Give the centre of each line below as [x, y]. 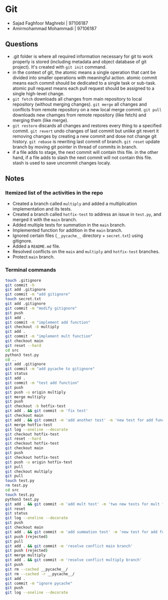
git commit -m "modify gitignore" [41, 308]
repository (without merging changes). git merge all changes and [79, 104]
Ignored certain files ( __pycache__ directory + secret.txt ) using [78, 236]
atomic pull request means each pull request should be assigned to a [83, 88]
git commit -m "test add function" [42, 383]
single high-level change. [38, 93]
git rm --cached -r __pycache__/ [40, 574]
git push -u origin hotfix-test [39, 462]
